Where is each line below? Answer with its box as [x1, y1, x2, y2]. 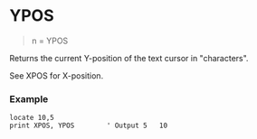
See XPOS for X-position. [9, 69, 104, 81]
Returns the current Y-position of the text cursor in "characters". [9, 52, 249, 63]
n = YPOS [31, 35, 69, 46]
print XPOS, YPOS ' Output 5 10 [9, 121, 168, 131]
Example [9, 92, 49, 105]
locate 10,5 [9, 114, 54, 123]
